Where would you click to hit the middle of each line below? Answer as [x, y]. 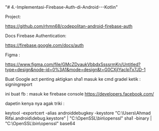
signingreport [19, 84]
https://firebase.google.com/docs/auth [45, 45]
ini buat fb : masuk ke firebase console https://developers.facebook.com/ [79, 94]
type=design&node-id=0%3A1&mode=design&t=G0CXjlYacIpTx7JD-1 [76, 69]
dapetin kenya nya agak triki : [35, 103]
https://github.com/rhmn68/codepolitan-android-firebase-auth [69, 26]
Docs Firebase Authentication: [36, 36]
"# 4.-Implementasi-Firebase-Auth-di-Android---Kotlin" [62, 7]
